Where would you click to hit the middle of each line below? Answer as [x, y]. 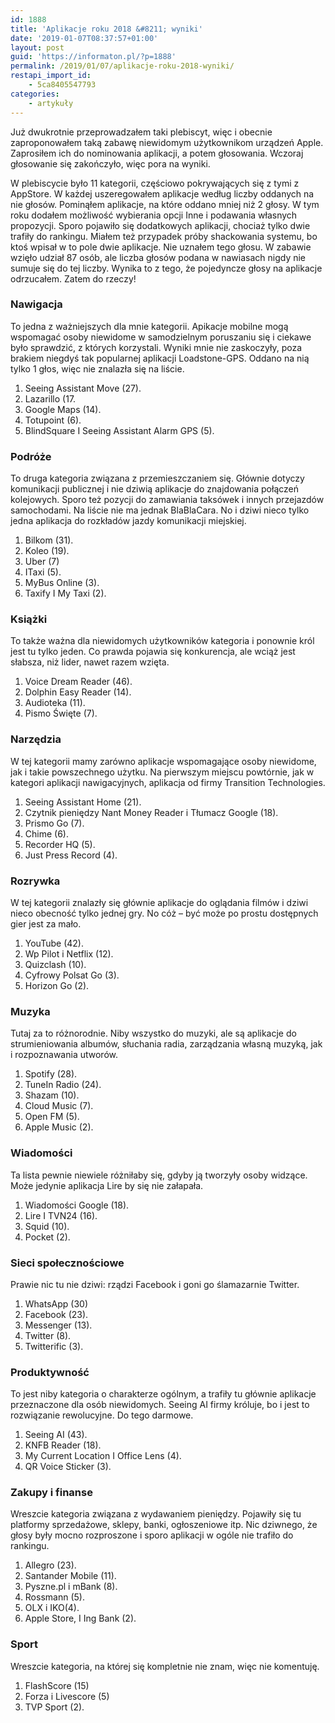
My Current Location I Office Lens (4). [103, 1456]
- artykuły [51, 103]
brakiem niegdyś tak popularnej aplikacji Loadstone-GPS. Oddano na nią [160, 358]
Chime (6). [46, 833]
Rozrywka [35, 881]
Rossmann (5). [54, 1597]
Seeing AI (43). [56, 1435]
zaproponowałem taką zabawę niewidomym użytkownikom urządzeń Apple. [167, 142]
